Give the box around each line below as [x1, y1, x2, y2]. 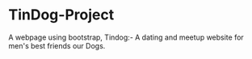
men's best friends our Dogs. [8, 40, 106, 50]
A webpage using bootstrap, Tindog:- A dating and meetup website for [8, 32, 244, 42]
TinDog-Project [8, 6, 115, 24]
